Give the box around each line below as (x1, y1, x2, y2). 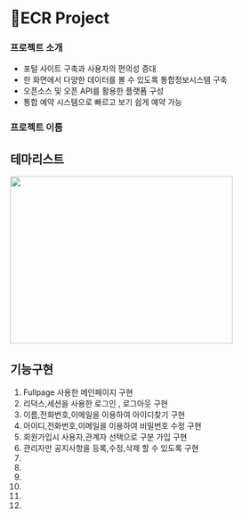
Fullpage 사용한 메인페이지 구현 (22, 387, 133, 398)
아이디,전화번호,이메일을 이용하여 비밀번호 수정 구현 (22, 421, 202, 432)
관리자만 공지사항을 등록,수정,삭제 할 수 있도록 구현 (22, 443, 199, 454)
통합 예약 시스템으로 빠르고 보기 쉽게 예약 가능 (22, 97, 182, 108)
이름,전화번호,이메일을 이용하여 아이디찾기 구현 (22, 409, 186, 420)
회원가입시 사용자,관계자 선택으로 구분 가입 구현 (22, 432, 188, 442)
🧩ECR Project (10, 8, 110, 29)
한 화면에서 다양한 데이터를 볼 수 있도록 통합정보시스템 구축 (22, 75, 228, 86)
